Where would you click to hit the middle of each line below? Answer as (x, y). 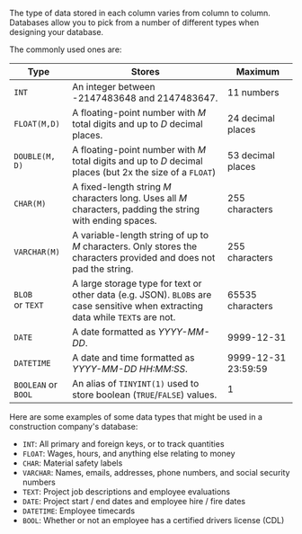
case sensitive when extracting (138, 306)
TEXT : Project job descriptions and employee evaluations (126, 492)
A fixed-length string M (122, 187)
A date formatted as (114, 332)
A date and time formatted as (133, 357)
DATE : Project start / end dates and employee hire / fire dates (133, 501)
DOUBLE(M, (35, 156)
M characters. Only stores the (134, 246)
